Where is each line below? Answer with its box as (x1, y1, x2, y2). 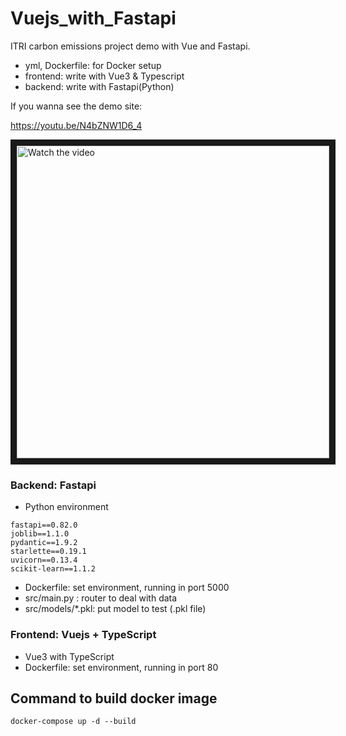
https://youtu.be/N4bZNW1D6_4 (10, 119, 143, 131)
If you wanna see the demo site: (10, 100, 143, 112)
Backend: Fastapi (10, 478, 97, 492)
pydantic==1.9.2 (10, 538, 78, 548)
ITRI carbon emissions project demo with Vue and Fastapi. (10, 40, 251, 52)
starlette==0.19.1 (10, 547, 87, 557)
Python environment (24, 501, 109, 513)
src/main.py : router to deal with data (24, 592, 178, 604)
